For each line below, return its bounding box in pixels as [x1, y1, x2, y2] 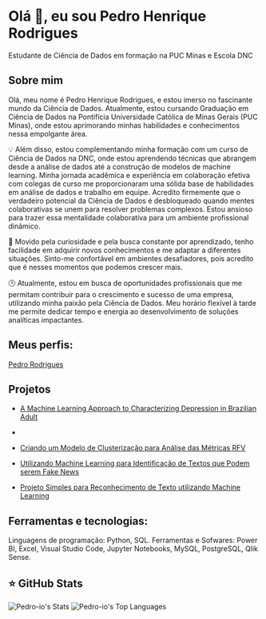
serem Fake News [19, 467, 80, 477]
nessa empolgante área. [8, 129, 88, 138]
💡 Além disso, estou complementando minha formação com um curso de [8, 144, 249, 154]
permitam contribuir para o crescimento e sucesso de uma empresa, [8, 289, 234, 299]
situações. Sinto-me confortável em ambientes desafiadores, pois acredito [8, 253, 254, 263]
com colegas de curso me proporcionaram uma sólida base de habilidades [8, 179, 254, 188]
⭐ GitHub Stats [8, 577, 83, 590]
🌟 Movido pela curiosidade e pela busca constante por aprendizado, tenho [8, 236, 254, 246]
